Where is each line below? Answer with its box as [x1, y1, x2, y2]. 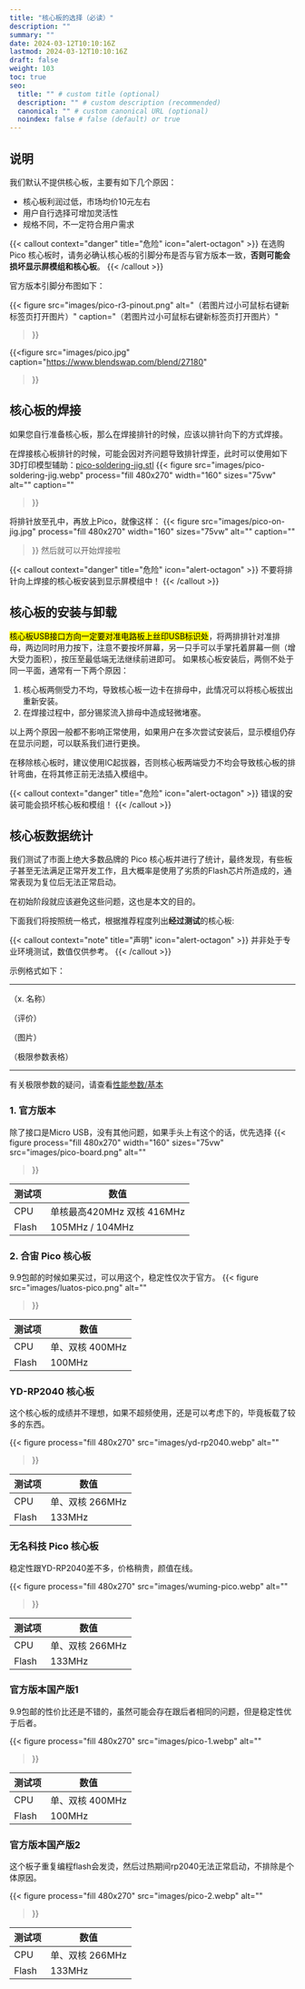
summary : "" [9, 30, 54, 39]
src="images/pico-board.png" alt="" [9, 1146, 147, 1157]
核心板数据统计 [9, 827, 93, 843]
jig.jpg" [9, 525, 36, 537]
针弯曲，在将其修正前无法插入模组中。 [9, 768, 152, 779]
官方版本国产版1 [9, 1683, 79, 1696]
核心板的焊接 [9, 402, 82, 419]
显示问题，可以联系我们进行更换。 [16, 737, 145, 748]
